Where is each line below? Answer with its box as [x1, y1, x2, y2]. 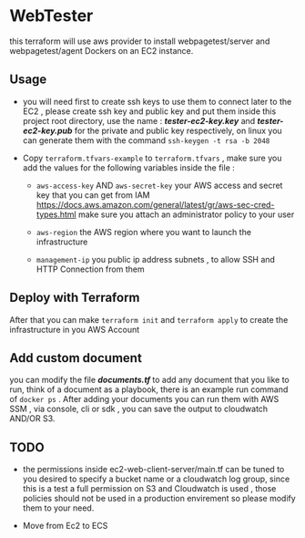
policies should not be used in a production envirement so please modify [22, 493, 296, 504]
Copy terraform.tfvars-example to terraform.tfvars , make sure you [22, 152, 282, 163]
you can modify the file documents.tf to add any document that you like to [9, 375, 290, 386]
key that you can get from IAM [36, 189, 150, 201]
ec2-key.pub [22, 125, 73, 136]
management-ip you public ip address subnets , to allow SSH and [36, 253, 276, 264]
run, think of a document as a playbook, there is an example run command [9, 384, 289, 395]
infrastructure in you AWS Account [9, 324, 140, 335]
